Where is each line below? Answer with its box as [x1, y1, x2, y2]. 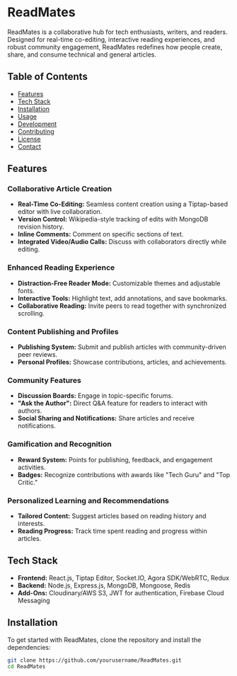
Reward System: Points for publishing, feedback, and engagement [17, 455, 213, 464]
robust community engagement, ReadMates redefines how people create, [7, 42, 223, 51]
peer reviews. [17, 350, 58, 359]
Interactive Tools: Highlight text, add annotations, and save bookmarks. [17, 294, 228, 302]
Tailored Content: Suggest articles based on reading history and [17, 511, 207, 520]
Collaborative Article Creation [7, 184, 112, 194]
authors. [17, 406, 42, 415]
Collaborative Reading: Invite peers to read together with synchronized [17, 302, 226, 310]
